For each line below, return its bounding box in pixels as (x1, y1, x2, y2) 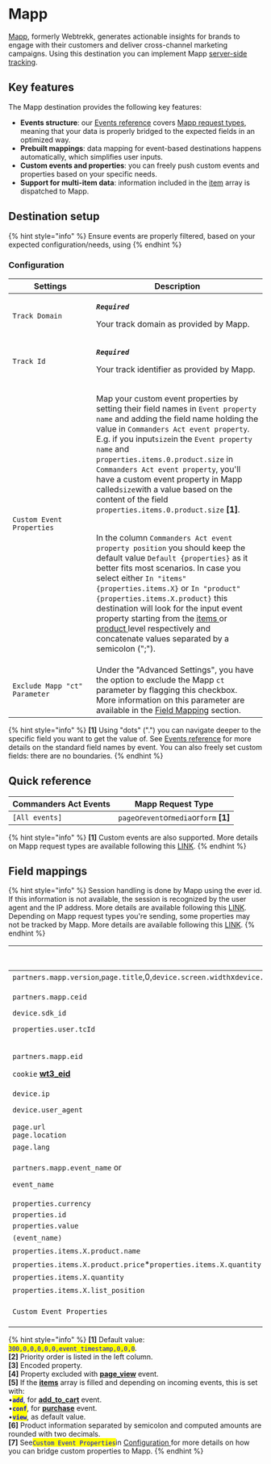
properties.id (12, 1211, 67, 1220)
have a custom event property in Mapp (96, 473, 243, 485)
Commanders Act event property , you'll (96, 463, 241, 474)
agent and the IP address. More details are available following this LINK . (8, 903, 248, 912)
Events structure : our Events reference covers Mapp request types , (19, 118, 247, 127)
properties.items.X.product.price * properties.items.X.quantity (12, 1259, 262, 1270)
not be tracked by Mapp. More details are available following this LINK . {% (8, 920, 256, 930)
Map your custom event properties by (96, 393, 239, 404)
